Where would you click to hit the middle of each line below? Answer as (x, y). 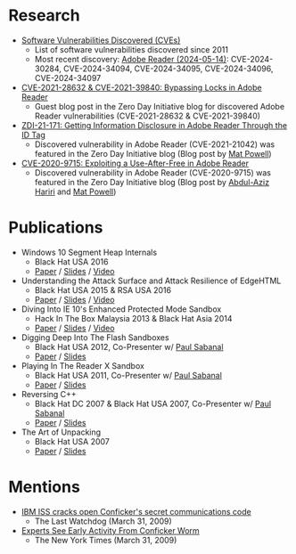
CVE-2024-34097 (68, 77)
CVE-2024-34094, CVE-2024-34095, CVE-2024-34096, (168, 69)
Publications (56, 228)
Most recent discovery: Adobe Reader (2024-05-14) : (132, 59)
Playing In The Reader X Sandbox (82, 365)
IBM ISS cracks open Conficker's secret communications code (136, 511)
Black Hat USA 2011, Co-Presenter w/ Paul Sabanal (128, 375)
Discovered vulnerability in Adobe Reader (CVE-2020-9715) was (153, 172)
